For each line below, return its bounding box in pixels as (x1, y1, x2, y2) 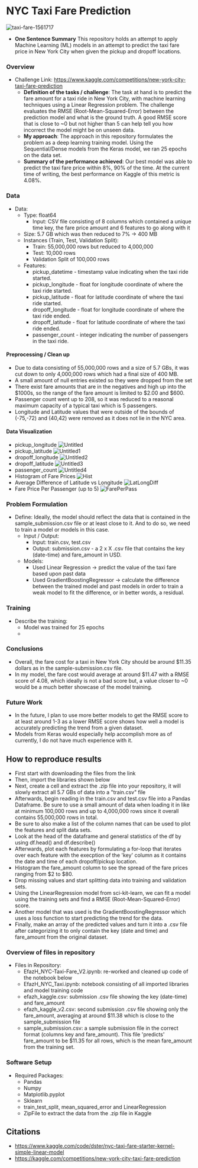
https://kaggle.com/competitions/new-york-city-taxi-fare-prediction (14, 1155, 181, 1162)
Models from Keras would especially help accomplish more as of (14, 731, 173, 738)
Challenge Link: (14, 76, 53, 84)
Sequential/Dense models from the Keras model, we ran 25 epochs (23, 145, 187, 152)
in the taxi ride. (32, 337, 69, 344)
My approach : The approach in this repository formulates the (23, 133, 173, 140)
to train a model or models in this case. (14, 526, 109, 533)
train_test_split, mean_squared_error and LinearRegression (23, 1103, 167, 1111)
